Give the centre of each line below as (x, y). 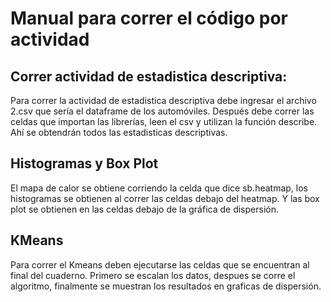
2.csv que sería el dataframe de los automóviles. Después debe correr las (162, 111)
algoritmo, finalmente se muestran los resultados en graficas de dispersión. (166, 286)
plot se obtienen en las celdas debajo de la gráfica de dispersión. (144, 209)
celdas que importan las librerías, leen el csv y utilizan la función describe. (164, 121)
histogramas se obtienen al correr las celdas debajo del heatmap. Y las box (165, 198)
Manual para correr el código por (149, 18)
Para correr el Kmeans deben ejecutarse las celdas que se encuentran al (160, 264)
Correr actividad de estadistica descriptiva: (149, 76)
